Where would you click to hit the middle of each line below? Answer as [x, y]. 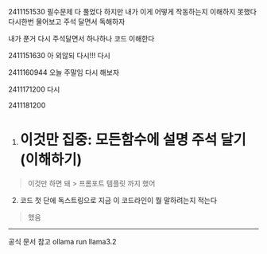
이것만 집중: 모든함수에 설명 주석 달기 [133, 140]
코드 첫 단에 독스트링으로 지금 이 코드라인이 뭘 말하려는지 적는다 [118, 200]
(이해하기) [50, 160]
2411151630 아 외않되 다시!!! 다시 [60, 55]
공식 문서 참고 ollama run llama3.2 [62, 241]
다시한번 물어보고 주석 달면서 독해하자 [67, 21]
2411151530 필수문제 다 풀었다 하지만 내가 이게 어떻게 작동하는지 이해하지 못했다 [132, 12]
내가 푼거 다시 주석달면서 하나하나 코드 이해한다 [81, 39]
